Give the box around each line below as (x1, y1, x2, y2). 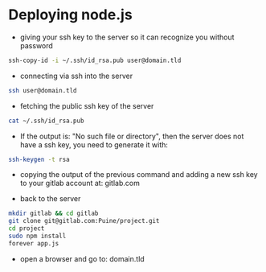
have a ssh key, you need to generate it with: (19, 139, 169, 150)
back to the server (19, 194, 81, 204)
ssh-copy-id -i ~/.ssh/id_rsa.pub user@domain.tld (8, 56, 182, 64)
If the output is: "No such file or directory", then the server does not (19, 131, 244, 141)
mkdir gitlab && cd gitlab (8, 209, 99, 218)
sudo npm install (8, 232, 67, 241)
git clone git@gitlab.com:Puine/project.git (8, 217, 160, 225)
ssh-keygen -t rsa (8, 155, 70, 163)
